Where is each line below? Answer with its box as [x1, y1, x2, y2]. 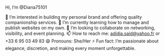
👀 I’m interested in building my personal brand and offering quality [5, 14, 142, 20]
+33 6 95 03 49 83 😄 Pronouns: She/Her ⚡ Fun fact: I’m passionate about [5, 38, 159, 44]
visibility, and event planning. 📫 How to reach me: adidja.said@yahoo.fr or [5, 30, 160, 36]
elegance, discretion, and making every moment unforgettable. [5, 45, 136, 51]
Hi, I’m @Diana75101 [5, 5, 47, 10]
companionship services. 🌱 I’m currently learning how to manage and [5, 20, 149, 25]
